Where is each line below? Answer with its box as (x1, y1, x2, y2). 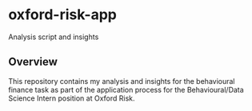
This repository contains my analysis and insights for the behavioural (8, 76, 235, 85)
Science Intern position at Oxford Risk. (8, 93, 135, 103)
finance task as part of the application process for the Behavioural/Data (8, 85, 244, 94)
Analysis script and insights (8, 32, 99, 42)
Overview (8, 55, 58, 69)
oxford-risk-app (8, 6, 118, 24)
